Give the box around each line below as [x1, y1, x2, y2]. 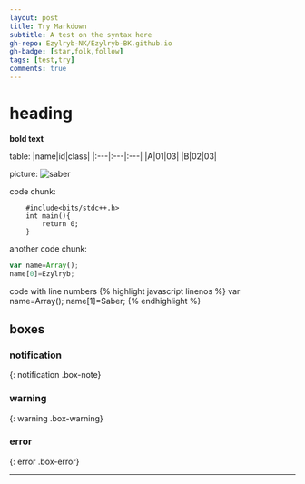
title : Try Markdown [9, 22, 88, 31]
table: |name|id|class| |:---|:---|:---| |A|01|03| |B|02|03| [9, 151, 218, 162]
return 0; [42, 219, 79, 228]
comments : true [9, 64, 67, 74]
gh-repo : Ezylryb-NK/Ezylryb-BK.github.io [9, 38, 172, 48]
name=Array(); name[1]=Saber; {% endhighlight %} [9, 295, 202, 306]
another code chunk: [9, 242, 88, 254]
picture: [9, 168, 39, 179]
